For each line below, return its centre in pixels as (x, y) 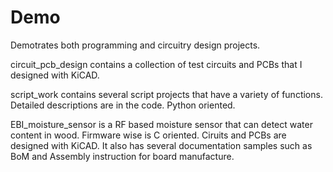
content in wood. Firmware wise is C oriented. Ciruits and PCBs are (148, 135)
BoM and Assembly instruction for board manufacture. (122, 156)
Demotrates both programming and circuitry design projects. (135, 45)
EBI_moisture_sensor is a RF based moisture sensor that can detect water (161, 124)
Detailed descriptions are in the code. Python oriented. (123, 105)
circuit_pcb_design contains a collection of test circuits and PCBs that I (156, 64)
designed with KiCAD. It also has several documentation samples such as (161, 145)
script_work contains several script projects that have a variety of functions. (166, 94)
